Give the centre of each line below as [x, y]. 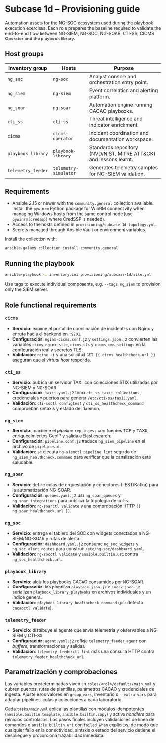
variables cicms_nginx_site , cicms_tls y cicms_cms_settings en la [79, 344]
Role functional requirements [51, 305]
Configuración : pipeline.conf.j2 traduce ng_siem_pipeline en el [79, 441]
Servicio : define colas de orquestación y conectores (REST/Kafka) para [85, 484]
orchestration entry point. [119, 82]
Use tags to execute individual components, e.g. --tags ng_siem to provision [83, 284]
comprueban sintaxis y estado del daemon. [56, 409]
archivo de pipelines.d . [36, 447]
